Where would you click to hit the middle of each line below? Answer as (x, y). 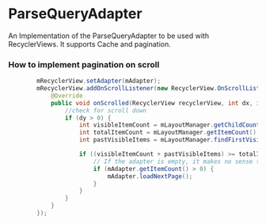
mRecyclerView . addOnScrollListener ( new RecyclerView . (127, 89)
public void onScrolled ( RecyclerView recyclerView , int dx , (152, 103)
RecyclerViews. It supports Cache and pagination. (90, 44)
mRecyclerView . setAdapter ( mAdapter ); (99, 81)
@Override (66, 96)
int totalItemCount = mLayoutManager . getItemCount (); (169, 133)
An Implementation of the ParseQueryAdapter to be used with (109, 36)
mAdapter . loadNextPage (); (150, 176)
